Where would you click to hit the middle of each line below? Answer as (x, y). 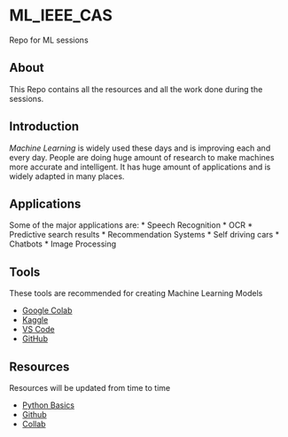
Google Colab (47, 310)
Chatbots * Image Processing (63, 244)
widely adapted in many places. (67, 176)
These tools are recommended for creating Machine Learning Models (136, 293)
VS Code (38, 330)
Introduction (44, 126)
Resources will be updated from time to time (90, 388)
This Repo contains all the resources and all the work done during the (136, 89)
